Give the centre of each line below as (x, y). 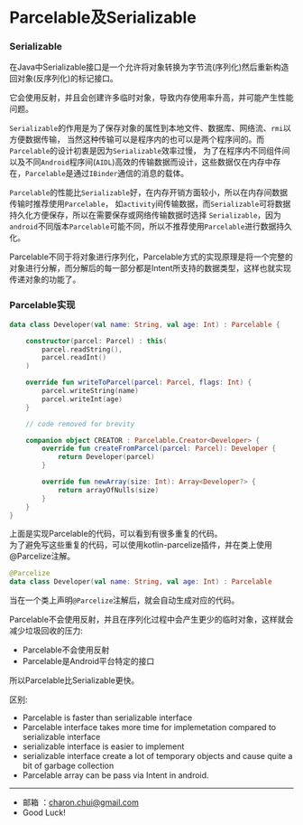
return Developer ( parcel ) (106, 457)
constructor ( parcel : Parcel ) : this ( (96, 341)
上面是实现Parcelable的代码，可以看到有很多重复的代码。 (116, 534)
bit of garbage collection (68, 766)
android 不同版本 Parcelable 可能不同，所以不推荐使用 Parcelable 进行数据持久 (151, 227)
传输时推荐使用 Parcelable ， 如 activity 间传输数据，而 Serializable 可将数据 (150, 204)
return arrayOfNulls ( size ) (108, 490)
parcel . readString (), (83, 349)
